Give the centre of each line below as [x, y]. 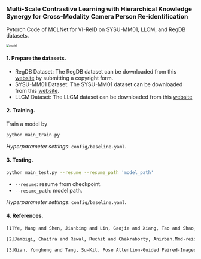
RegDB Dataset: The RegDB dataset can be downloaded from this [96, 71]
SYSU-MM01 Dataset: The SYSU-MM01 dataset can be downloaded [99, 84]
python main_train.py [33, 135]
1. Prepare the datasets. [36, 58]
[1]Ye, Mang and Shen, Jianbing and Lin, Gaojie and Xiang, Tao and [93, 228]
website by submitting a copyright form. [64, 78]
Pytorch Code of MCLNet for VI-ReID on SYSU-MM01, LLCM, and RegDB [96, 29]
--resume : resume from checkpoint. [58, 184]
